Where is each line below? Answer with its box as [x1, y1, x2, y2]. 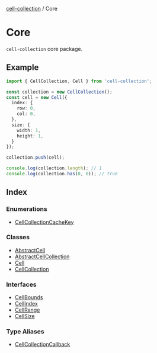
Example [6, 62, 39, 73]
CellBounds [14, 294, 43, 301]
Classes [6, 233, 30, 242]
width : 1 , [17, 127, 41, 133]
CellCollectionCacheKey [14, 219, 74, 226]
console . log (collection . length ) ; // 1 [6, 165, 102, 171]
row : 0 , [17, 105, 36, 111]
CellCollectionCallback [14, 341, 71, 348]
